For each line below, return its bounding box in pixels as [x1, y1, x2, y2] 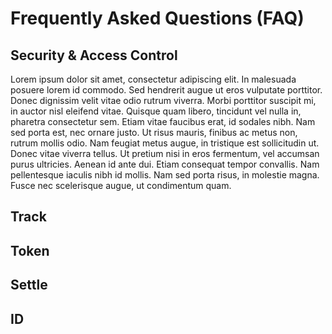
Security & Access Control [10, 47, 178, 64]
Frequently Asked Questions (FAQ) [10, 7, 305, 30]
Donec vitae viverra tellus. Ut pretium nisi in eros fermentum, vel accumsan [10, 148, 320, 159]
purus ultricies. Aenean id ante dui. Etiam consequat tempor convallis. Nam [10, 158, 320, 170]
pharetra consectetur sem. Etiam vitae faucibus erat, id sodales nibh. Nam [10, 116, 316, 127]
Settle [10, 277, 48, 294]
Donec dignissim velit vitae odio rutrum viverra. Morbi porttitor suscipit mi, [10, 95, 317, 106]
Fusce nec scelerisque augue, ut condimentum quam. [10, 180, 232, 191]
